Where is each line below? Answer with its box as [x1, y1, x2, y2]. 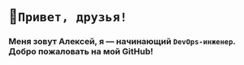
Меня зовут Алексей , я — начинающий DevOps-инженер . [8, 36, 236, 47]
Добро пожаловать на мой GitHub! [8, 46, 154, 57]
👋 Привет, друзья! [8, 7, 128, 26]
